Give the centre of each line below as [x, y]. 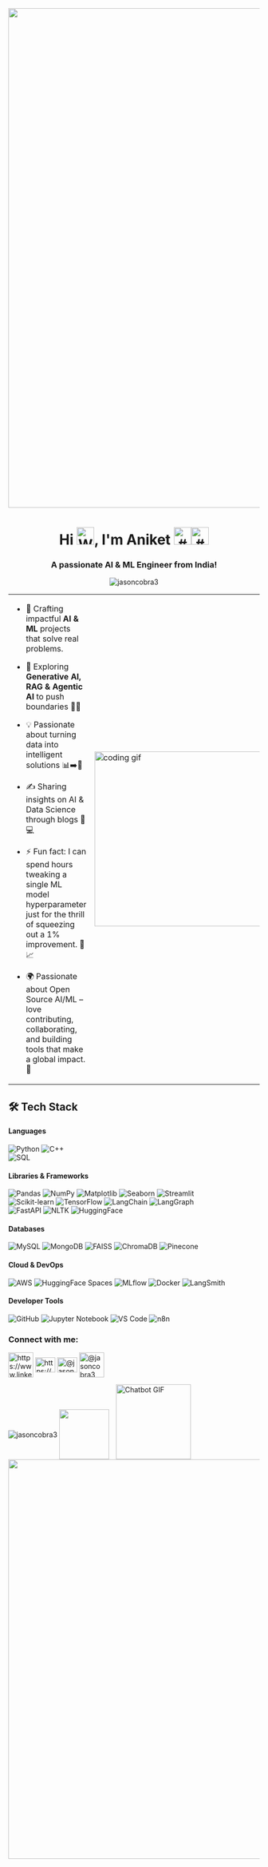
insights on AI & [55, 800]
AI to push [45, 697]
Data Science [51, 810]
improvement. [52, 945]
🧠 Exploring [47, 667]
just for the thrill [55, 914]
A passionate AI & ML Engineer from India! [134, 565]
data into [42, 745]
